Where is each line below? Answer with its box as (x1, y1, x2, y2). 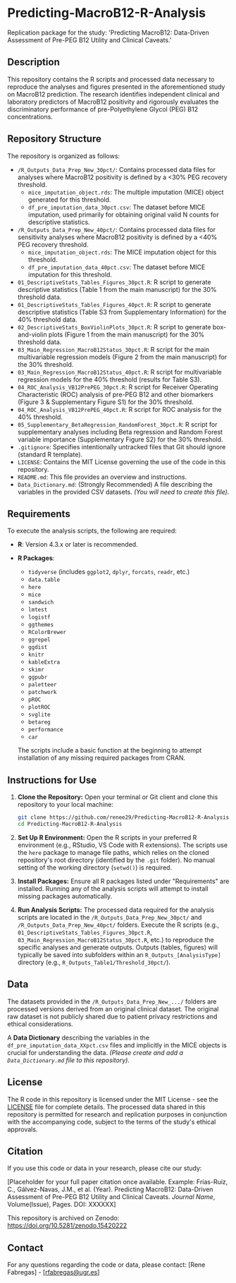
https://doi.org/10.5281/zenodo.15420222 (7, 1222, 128, 1230)
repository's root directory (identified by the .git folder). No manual (17, 856, 215, 864)
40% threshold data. (17, 315, 77, 324)
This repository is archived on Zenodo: (7, 1214, 120, 1222)
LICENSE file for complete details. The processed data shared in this (7, 1102, 206, 1111)
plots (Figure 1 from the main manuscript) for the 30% (48, 330, 205, 339)
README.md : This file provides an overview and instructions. (17, 473, 187, 481)
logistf (27, 614, 51, 621)
